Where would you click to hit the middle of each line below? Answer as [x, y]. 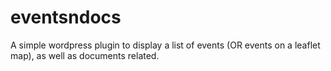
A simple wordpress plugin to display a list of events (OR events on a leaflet [165, 45]
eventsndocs [66, 17]
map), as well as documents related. [85, 55]
